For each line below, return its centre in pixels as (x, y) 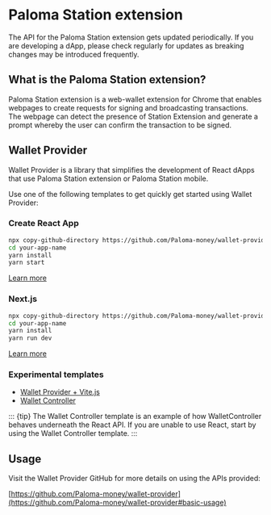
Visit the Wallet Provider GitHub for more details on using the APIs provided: (134, 479)
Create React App (44, 224)
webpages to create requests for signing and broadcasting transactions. (128, 107)
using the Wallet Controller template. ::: (73, 433)
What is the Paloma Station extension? (107, 80)
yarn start (27, 263)
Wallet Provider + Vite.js (60, 392)
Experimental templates (56, 375)
